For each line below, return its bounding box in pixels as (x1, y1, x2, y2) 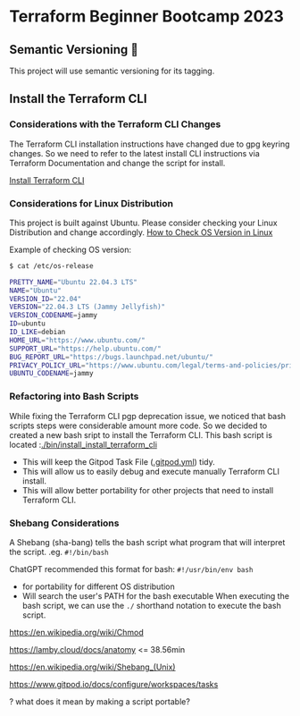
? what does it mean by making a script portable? (9, 695, 190, 707)
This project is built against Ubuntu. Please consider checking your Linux (9, 217, 279, 228)
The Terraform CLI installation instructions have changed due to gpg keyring (9, 139, 290, 149)
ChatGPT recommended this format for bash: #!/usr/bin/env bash (9, 563, 254, 574)
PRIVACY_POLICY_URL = (9, 360, 87, 370)
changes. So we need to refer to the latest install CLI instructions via (9, 147, 261, 158)
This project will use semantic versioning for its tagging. (9, 65, 215, 76)
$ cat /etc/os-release (9, 261, 94, 270)
